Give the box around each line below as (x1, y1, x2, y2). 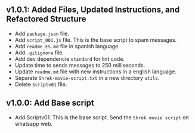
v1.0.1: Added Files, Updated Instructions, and (6, 5, 180, 15)
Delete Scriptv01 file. (14, 81, 67, 88)
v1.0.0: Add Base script (6, 98, 94, 108)
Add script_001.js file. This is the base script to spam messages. (14, 36, 177, 44)
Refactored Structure (6, 14, 86, 24)
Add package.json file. (14, 30, 70, 37)
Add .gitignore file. (14, 49, 64, 56)
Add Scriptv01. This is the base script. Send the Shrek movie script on (14, 113, 189, 121)
